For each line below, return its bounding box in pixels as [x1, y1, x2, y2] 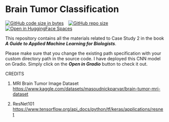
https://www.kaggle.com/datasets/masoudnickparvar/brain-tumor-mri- [12, 85, 160, 91]
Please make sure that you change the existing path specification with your [5, 50, 161, 56]
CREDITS [5, 70, 24, 76]
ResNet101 [12, 100, 34, 106]
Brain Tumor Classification [5, 4, 120, 15]
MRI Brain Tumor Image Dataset [12, 80, 79, 86]
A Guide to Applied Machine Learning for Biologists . [5, 40, 117, 46]
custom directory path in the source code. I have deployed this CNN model [5, 55, 161, 61]
